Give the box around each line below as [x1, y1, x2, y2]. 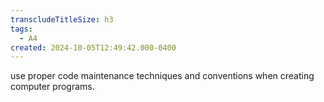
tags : [10, 24, 33, 34]
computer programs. [10, 81, 95, 93]
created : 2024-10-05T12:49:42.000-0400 [10, 42, 177, 53]
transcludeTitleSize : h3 [10, 14, 114, 25]
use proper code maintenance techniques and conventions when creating [10, 70, 315, 82]
